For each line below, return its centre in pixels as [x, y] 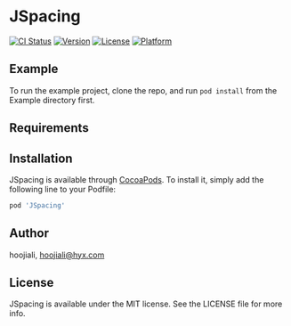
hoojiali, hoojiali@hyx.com [57, 255]
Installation [41, 158]
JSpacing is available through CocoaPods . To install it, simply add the [137, 179]
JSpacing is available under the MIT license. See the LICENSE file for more [146, 304]
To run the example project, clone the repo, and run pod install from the [143, 90]
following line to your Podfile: [63, 189]
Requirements [49, 128]
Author [29, 233]
